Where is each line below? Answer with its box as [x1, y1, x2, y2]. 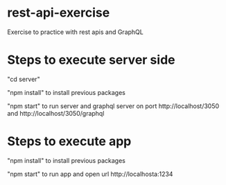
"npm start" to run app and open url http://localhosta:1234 [7, 170, 173, 178]
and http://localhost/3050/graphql [7, 109, 105, 117]
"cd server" [7, 75, 40, 83]
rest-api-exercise [7, 5, 110, 21]
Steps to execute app [7, 134, 132, 150]
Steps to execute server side [7, 52, 175, 68]
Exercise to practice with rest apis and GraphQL [7, 28, 144, 36]
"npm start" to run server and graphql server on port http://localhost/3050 [7, 102, 220, 110]
